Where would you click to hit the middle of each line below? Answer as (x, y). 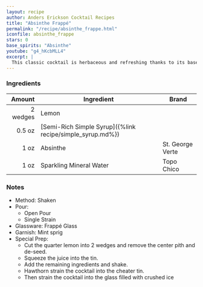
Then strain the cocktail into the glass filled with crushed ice (99, 277)
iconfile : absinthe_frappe (40, 34)
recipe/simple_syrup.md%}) (80, 134)
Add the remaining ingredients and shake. (76, 265)
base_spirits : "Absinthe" (39, 46)
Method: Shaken (35, 201)
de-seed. (35, 252)
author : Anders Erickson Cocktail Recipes (60, 18)
